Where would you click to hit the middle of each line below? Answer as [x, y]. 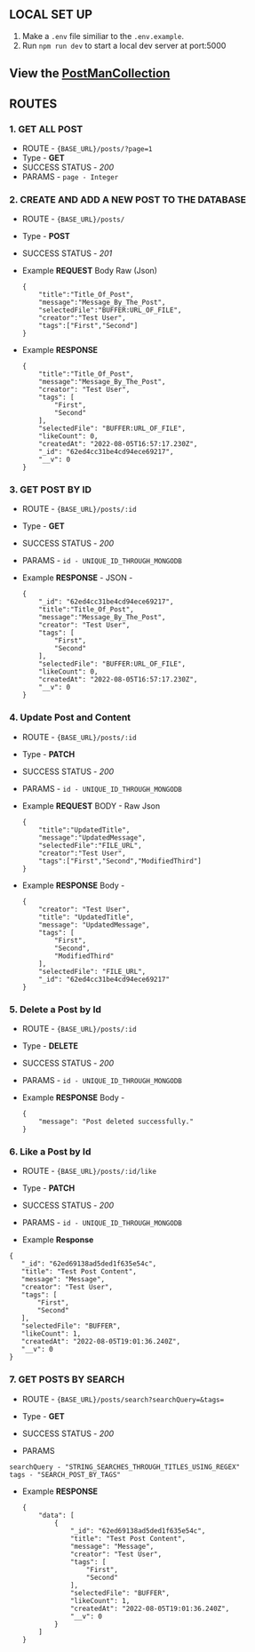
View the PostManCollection [90, 73]
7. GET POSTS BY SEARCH [67, 1379]
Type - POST [46, 236]
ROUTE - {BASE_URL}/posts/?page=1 [87, 148]
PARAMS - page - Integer [70, 176]
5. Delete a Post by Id [56, 1010]
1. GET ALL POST [46, 129]
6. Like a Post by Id [50, 1152]
